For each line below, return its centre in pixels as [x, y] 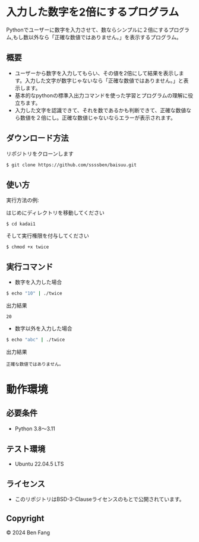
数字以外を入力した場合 [43, 328]
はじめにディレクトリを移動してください [56, 213]
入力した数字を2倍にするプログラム [93, 12]
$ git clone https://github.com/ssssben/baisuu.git [71, 165]
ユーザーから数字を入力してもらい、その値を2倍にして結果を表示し [97, 73]
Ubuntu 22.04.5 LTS [39, 464]
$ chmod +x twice [28, 247]
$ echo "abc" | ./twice [36, 340]
